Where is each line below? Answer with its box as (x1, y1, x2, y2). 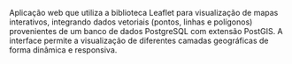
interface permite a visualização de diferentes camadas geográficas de (9, 35, 269, 46)
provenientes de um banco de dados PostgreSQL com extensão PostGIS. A (9, 26, 283, 36)
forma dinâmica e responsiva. (9, 45, 118, 55)
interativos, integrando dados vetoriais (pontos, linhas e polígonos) (9, 17, 253, 27)
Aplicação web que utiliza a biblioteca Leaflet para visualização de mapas (9, 8, 279, 18)
